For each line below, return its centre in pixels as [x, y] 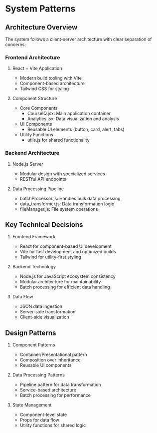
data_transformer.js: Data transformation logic [67, 204]
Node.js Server [28, 164]
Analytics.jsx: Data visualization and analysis [73, 119]
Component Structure [35, 99]
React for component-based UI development [66, 246]
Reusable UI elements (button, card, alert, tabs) [76, 129]
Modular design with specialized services [63, 174]
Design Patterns [31, 333]
